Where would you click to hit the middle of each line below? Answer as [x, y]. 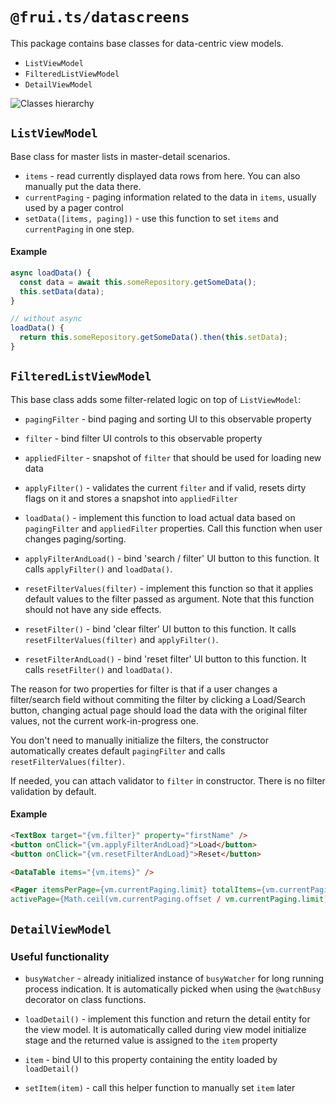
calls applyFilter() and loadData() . [98, 569]
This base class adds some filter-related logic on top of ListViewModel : [156, 399]
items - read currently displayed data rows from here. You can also [162, 175]
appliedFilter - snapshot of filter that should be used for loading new [173, 457]
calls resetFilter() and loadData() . [98, 669]
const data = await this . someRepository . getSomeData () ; [138, 282]
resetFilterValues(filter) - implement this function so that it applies [169, 588]
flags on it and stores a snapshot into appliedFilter [131, 498]
